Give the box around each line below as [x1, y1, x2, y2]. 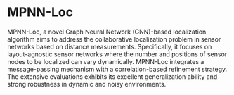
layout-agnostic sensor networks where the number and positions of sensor [7, 50, 228, 58]
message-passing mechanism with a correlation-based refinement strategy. [7, 65, 228, 73]
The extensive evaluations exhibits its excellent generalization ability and [7, 72, 218, 81]
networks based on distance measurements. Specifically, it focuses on [7, 42, 212, 51]
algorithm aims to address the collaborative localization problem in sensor [7, 34, 221, 43]
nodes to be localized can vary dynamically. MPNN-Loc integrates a [7, 57, 204, 65]
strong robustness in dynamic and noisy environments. [7, 80, 167, 88]
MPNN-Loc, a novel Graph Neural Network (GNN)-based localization [7, 27, 207, 36]
